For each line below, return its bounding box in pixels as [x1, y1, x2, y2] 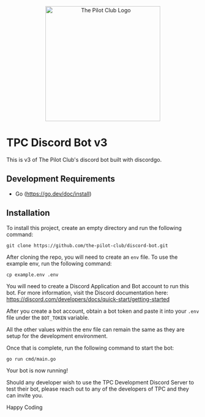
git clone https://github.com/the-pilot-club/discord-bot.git [6, 242, 168, 248]
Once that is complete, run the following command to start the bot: [6, 344, 174, 351]
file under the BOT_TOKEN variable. [6, 313, 90, 321]
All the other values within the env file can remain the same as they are [6, 326, 185, 333]
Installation [6, 208, 50, 218]
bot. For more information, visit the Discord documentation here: [6, 289, 168, 296]
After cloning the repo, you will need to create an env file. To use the [6, 253, 178, 261]
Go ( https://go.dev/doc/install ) [15, 190, 92, 197]
